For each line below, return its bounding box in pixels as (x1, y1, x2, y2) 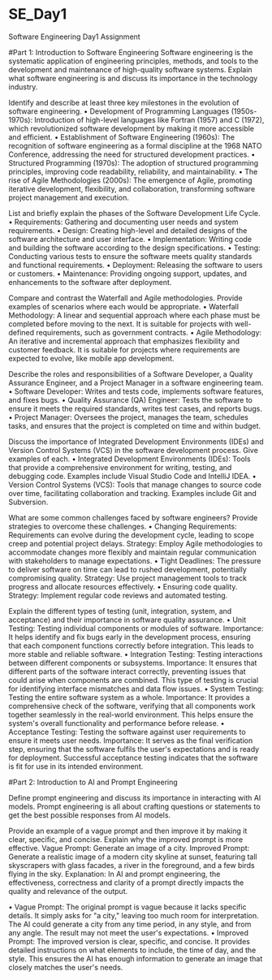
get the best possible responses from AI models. (8, 809, 171, 820)
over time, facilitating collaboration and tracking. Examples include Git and (8, 488, 257, 498)
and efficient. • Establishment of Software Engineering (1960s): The (8, 132, 235, 142)
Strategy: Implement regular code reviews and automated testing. (8, 590, 228, 600)
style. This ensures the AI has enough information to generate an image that (8, 953, 263, 963)
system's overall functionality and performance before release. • (8, 718, 225, 727)
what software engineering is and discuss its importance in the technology (8, 73, 258, 83)
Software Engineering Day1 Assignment (8, 32, 140, 41)
